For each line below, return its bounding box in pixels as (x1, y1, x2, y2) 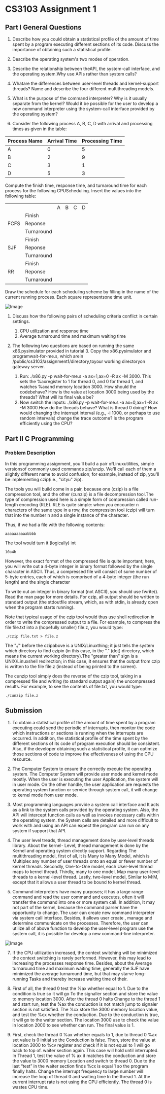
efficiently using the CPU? (19, 421, 73, 426)
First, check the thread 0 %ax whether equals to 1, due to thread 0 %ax (12, 1031, 157, 1037)
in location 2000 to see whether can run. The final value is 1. (12, 1022, 135, 1028)
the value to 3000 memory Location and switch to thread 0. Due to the (12, 1058, 155, 1063)
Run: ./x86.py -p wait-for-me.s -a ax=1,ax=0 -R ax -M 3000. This (19, 373, 151, 379)
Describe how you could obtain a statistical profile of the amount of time (12, 36, 159, 42)
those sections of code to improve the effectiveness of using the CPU (12, 751, 154, 757)
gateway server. (12, 364, 45, 369)
